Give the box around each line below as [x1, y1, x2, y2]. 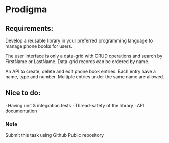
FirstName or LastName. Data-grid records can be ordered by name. [5, 58, 150, 65]
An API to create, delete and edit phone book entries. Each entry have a [5, 68, 156, 74]
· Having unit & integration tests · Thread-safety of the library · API [5, 102, 144, 108]
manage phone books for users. [5, 43, 73, 49]
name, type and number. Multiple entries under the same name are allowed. [5, 74, 164, 80]
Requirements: [5, 24, 54, 33]
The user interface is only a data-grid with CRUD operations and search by [5, 53, 163, 59]
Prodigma [5, 4, 47, 15]
